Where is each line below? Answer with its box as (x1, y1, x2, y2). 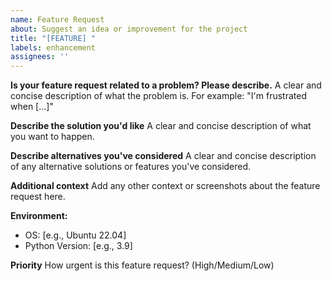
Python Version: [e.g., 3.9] (24, 240, 133, 252)
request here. (10, 191, 66, 203)
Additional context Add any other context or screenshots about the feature (10, 180, 321, 192)
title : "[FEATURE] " (10, 33, 97, 43)
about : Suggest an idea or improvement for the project (10, 24, 248, 34)
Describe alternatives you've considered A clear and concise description (10, 150, 317, 162)
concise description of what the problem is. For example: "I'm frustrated (10, 90, 307, 102)
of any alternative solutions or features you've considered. (10, 161, 252, 173)
